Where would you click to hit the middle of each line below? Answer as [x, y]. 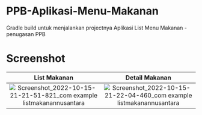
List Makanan [54, 78]
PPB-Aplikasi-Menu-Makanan [83, 11]
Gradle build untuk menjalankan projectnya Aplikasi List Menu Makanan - [97, 28]
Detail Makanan [148, 78]
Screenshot [36, 59]
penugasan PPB [26, 34]
